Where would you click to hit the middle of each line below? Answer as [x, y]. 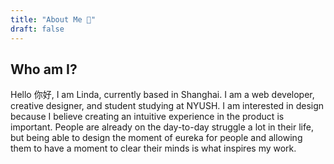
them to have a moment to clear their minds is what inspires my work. [153, 148]
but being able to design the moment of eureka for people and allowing [156, 138]
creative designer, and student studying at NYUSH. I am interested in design [167, 106]
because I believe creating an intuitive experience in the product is [147, 117]
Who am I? [44, 69]
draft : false [37, 29]
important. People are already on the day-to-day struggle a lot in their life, [162, 127]
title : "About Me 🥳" [53, 19]
